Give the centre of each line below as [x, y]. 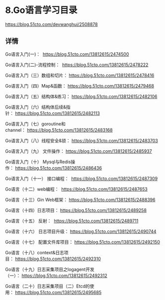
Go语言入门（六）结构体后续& [36, 107]
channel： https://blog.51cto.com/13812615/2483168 [59, 130]
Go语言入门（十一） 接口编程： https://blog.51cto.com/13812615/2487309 [82, 178]
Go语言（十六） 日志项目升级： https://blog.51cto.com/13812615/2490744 [81, 231]
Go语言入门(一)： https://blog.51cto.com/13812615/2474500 [67, 54]
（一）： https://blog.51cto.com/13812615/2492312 [56, 275]
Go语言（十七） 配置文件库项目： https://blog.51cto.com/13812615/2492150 [82, 242]
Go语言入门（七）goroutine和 [35, 124]
